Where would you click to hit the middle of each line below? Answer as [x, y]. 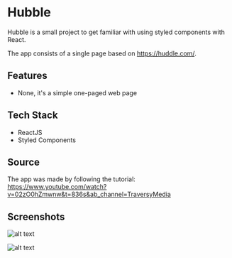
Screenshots [36, 216]
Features [27, 76]
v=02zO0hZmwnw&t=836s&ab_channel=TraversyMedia [89, 194]
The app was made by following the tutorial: [72, 179]
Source [24, 162]
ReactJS [30, 132]
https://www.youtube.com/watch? [57, 187]
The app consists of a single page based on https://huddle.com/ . [102, 53]
